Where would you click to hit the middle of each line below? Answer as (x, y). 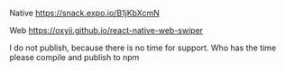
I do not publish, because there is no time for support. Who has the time (143, 48)
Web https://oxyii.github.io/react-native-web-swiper (106, 30)
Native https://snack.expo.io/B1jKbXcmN (84, 13)
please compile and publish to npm (74, 57)
